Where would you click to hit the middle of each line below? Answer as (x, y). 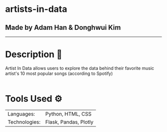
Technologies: (24, 122)
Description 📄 (34, 54)
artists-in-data (36, 9)
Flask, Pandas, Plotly (69, 122)
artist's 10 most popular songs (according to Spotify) (59, 73)
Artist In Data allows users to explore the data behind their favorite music (80, 68)
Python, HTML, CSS (69, 114)
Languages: (21, 114)
